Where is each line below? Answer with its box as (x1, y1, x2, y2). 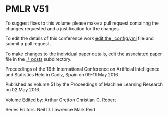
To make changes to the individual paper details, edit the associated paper (5, 51, 162, 57)
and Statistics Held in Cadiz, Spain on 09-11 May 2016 (5, 71, 118, 77)
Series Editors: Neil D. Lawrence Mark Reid (5, 106, 95, 112)
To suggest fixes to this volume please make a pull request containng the (5, 20, 159, 26)
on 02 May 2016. (5, 86, 41, 92)
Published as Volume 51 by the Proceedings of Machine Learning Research (5, 81, 163, 87)
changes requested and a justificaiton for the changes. (5, 25, 121, 31)
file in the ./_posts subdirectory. (5, 56, 72, 62)
